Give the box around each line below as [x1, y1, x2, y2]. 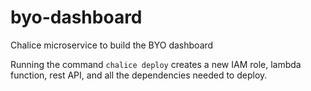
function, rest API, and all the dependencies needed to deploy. [10, 69, 268, 81]
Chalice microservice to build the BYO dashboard [10, 39, 214, 51]
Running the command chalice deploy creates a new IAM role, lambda [10, 58, 302, 70]
